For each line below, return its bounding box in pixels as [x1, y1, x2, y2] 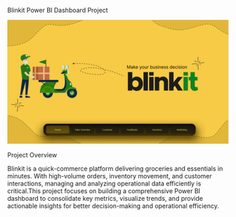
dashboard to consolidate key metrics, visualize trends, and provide [7, 194, 204, 202]
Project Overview [7, 150, 58, 159]
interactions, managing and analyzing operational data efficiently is [7, 179, 202, 188]
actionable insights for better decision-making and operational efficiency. [7, 202, 219, 210]
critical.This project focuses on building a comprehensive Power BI [7, 186, 201, 195]
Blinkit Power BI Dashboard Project [7, 6, 108, 14]
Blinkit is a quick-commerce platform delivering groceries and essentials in [7, 164, 223, 173]
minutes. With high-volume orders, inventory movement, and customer [7, 171, 212, 180]
